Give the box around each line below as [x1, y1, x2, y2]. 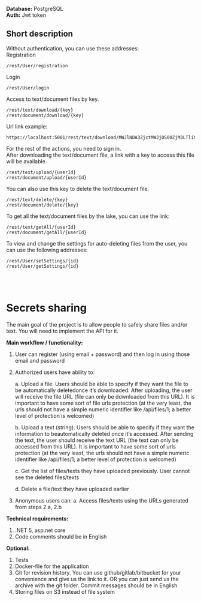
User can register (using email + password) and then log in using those [14, 351, 190, 358]
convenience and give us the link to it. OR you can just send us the [14, 575, 179, 582]
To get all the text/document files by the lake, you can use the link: [6, 213, 170, 220]
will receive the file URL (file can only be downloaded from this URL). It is [14, 393, 195, 400]
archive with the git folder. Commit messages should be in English [14, 582, 178, 589]
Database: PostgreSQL [6, 5, 63, 12]
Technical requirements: [6, 515, 69, 522]
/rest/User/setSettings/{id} [6, 258, 79, 264]
